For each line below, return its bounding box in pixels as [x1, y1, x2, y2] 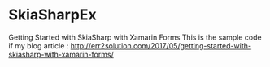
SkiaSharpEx [8, 6, 97, 24]
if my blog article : [8, 40, 69, 50]
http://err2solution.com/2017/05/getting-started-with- [70, 40, 252, 50]
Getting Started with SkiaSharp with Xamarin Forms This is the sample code [8, 32, 262, 42]
